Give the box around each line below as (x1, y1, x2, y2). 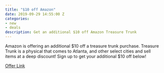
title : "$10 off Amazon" (5, 7, 56, 12)
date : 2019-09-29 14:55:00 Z (5, 12, 65, 17)
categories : (5, 16, 29, 21)
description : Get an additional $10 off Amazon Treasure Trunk (5, 30, 137, 35)
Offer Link (5, 63, 25, 69)
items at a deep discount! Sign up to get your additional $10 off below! (5, 54, 147, 59)
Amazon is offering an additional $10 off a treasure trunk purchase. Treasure (5, 43, 159, 49)
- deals (5, 25, 21, 30)
